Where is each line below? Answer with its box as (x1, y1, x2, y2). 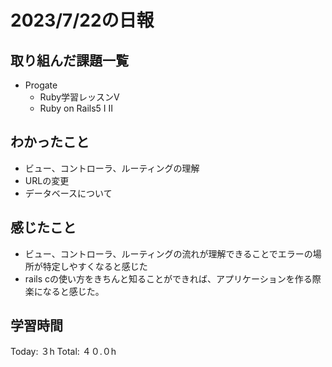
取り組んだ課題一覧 (10, 52, 129, 69)
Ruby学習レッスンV (39, 91, 120, 103)
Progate (24, 79, 58, 91)
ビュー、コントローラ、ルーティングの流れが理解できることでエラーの (24, 247, 313, 260)
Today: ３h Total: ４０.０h (10, 346, 117, 358)
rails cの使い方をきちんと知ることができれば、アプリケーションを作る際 (24, 272, 322, 285)
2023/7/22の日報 (10, 9, 155, 32)
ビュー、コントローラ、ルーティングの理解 (24, 162, 200, 174)
